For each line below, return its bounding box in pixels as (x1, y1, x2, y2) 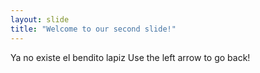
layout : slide (10, 14, 70, 25)
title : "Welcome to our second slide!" (10, 24, 177, 34)
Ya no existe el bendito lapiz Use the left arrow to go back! (10, 51, 251, 63)
